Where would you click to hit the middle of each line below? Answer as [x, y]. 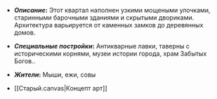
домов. [25, 32]
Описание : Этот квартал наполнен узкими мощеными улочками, [112, 10]
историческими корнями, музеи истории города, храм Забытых [110, 53]
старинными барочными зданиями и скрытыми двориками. [104, 18]
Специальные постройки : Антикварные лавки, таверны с [102, 46]
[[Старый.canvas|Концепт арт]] [60, 88]
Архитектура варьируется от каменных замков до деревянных [108, 25]
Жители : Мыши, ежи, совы [55, 74]
